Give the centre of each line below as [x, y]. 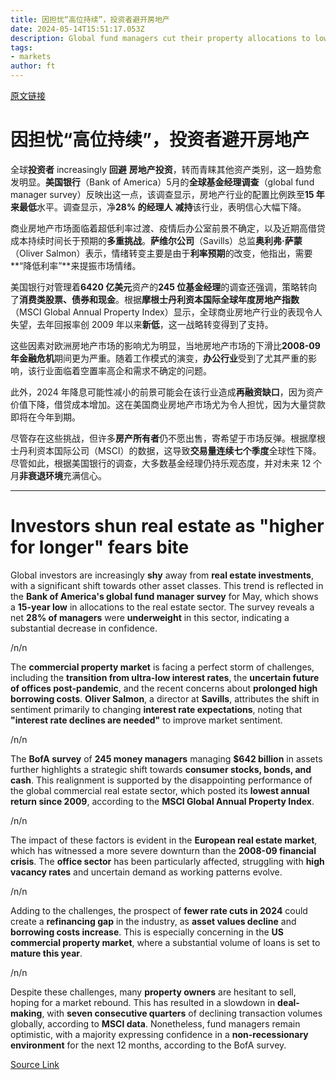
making [26, 1013]
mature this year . [46, 953]
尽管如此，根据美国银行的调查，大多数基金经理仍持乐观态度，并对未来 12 [161, 463]
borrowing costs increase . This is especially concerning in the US [147, 932]
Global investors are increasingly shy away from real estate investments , [162, 575]
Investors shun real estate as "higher [167, 526]
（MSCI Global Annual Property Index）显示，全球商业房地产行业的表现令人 [166, 312]
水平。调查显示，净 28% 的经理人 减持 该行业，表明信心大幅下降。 [171, 207]
